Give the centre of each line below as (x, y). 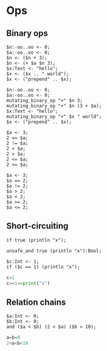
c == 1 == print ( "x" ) (28, 283)
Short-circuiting (37, 226)
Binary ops (27, 33)
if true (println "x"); (36, 240)
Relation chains (36, 302)
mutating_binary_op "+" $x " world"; (54, 117)
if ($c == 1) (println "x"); (43, 267)
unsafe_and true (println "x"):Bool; (54, 251)
